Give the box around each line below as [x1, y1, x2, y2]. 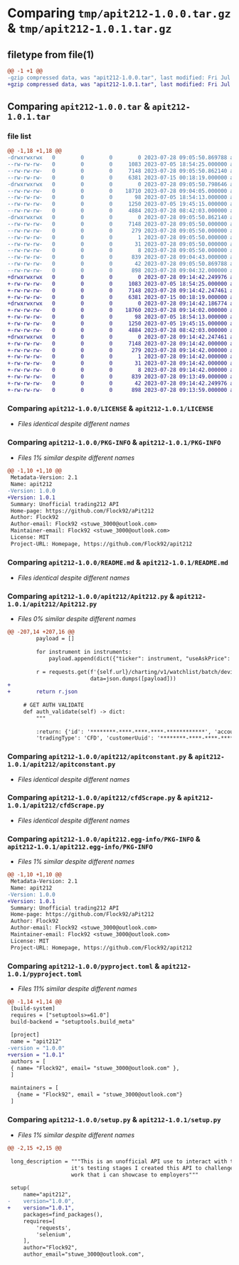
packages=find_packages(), [23, 1211, 103, 1218]
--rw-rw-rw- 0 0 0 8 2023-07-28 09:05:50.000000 [7, 247, 228, 254]
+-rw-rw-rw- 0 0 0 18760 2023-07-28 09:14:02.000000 [7, 307, 228, 314]
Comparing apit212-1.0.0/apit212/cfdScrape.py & [7, 792, 183, 802]
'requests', [36, 1224, 72, 1231]
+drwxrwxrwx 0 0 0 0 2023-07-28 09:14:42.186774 [7, 300, 228, 308]
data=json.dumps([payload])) [90, 675, 176, 682]
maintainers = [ [10, 1084, 59, 1092]
